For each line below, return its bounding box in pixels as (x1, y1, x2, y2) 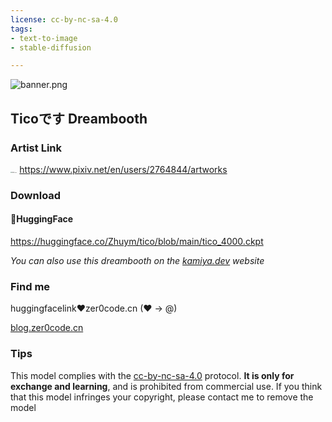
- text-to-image (10, 33, 78, 43)
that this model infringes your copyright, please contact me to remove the (10, 391, 314, 403)
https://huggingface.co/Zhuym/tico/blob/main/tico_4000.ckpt (10, 236, 264, 248)
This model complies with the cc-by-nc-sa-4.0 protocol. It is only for (10, 369, 295, 381)
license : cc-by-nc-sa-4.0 (10, 14, 118, 25)
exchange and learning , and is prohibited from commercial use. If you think (10, 380, 323, 392)
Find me (10, 279, 51, 293)
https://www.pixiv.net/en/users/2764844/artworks (19, 163, 228, 175)
